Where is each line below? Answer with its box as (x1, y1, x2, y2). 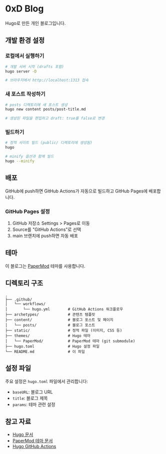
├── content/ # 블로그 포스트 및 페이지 (5, 317, 113, 322)
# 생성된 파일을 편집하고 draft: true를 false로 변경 (5, 116, 105, 121)
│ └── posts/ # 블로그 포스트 (5, 322, 95, 327)
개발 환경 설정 (5, 36, 45, 45)
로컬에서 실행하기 (5, 52, 44, 59)
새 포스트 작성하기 (5, 90, 46, 97)
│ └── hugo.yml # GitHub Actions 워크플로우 (5, 306, 123, 311)
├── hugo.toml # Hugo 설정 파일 (5, 343, 100, 349)
